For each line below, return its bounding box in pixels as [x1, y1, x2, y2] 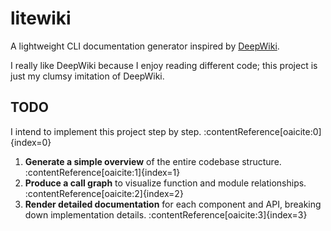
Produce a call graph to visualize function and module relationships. [24, 177, 307, 189]
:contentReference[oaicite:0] [203, 125, 322, 137]
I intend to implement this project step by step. [10, 125, 202, 137]
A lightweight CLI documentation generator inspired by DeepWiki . [10, 40, 280, 52]
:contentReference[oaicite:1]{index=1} [24, 166, 181, 178]
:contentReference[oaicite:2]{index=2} [24, 187, 184, 199]
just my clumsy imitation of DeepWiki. [10, 70, 165, 82]
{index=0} [10, 136, 52, 148]
